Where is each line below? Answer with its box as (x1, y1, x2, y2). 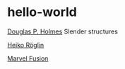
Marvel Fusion (7, 54, 49, 63)
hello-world (7, 4, 78, 20)
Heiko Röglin (7, 40, 44, 49)
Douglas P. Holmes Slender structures (7, 27, 119, 36)
